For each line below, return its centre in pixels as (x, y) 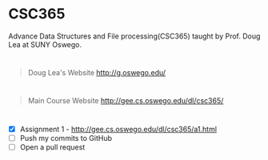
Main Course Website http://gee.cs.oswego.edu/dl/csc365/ (126, 101)
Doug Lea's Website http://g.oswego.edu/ (97, 73)
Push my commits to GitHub (66, 138)
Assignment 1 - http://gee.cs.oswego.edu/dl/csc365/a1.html (118, 129)
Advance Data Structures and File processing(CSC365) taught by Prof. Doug (134, 36)
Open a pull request (52, 147)
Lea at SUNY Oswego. (45, 44)
